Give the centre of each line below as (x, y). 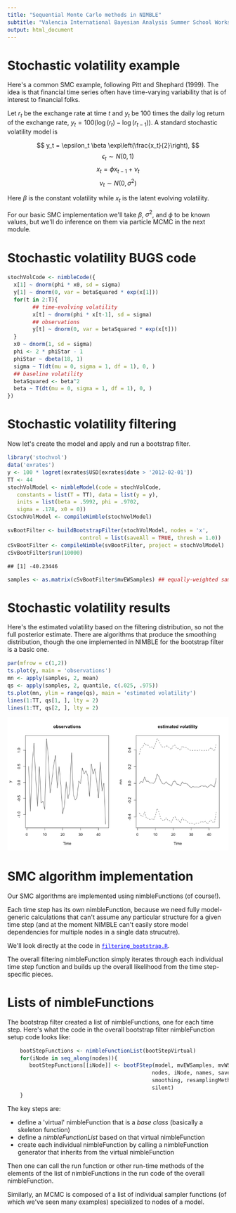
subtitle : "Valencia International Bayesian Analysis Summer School (110, 22)
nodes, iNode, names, (184, 1073)
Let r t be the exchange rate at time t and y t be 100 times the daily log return (116, 114)
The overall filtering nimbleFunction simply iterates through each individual (115, 959)
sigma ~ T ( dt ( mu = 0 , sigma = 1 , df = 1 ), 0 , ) (85, 366)
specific (19, 974)
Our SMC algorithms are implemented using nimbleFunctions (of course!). (114, 896)
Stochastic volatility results (89, 608)
